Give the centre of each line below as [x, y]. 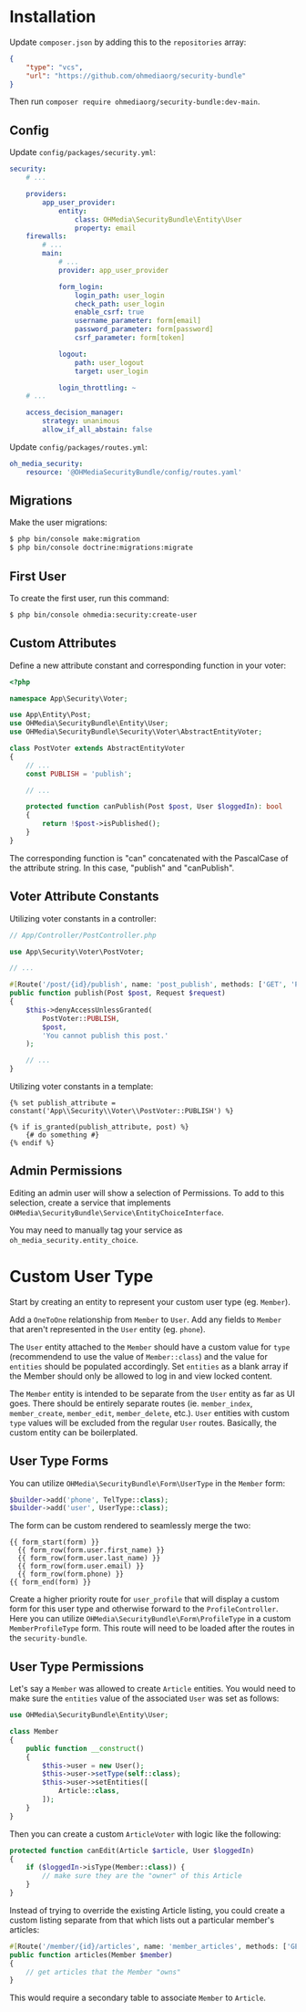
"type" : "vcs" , [55, 67]
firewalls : [46, 236]
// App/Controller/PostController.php [83, 935]
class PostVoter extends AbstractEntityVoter [97, 749]
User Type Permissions [76, 1667]
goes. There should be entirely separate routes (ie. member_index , [131, 1403]
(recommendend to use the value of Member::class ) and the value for [139, 1356]
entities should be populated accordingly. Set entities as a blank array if [149, 1366]
